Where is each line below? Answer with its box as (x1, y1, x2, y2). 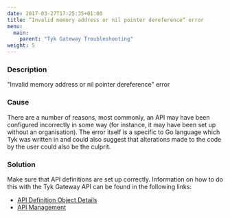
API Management (16, 203, 67, 211)
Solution (7, 160, 36, 169)
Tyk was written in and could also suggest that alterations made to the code (7, 135, 222, 143)
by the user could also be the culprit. (7, 142, 111, 151)
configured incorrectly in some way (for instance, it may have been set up (7, 120, 216, 129)
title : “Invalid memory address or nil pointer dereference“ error (7, 17, 205, 23)
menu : (7, 23, 23, 30)
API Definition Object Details (16, 195, 97, 204)
